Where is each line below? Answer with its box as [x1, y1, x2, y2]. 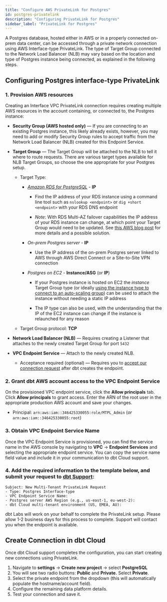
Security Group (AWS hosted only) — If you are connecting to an [12, 123, 148, 129]
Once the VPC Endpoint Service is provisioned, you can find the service [5, 439, 153, 445]
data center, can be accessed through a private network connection [16, 41, 157, 47]
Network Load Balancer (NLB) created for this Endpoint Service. [12, 139, 145, 145]
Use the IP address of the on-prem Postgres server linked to [34, 249, 159, 255]
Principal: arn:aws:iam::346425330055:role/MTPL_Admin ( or [12, 409, 132, 416]
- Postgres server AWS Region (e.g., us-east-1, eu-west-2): [5, 498, 135, 503]
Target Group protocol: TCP [19, 325, 77, 331]
